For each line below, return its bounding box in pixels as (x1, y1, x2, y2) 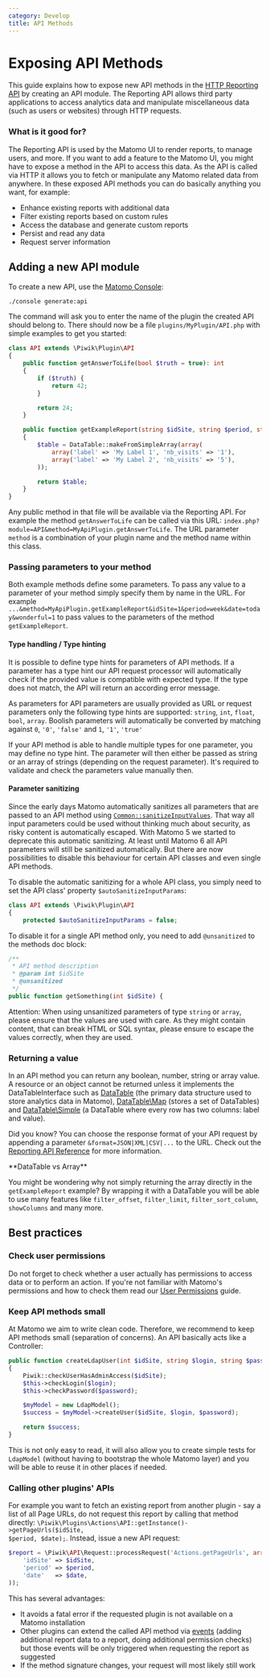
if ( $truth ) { (37, 374, 84, 382)
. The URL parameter (170, 524, 239, 534)
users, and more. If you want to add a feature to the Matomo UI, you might (8, 153, 254, 162)
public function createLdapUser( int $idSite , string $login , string (8, 1357, 243, 1365)
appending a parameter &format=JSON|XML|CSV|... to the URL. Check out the (8, 1137, 262, 1147)
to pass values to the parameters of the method (57, 612, 215, 622)
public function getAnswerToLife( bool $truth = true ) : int (22, 360, 225, 368)
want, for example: (8, 187, 71, 197)
